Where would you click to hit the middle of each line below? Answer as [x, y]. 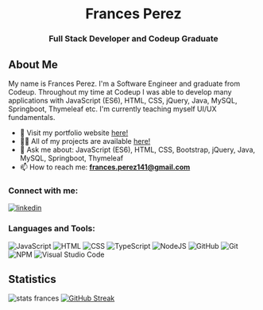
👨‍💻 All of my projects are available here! [85, 141]
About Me [33, 64]
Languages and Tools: [52, 229]
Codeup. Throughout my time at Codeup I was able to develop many [120, 91]
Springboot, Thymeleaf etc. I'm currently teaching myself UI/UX [112, 109]
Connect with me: [43, 190]
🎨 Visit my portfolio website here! [74, 133]
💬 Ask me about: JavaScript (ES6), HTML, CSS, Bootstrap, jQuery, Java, [137, 149]
